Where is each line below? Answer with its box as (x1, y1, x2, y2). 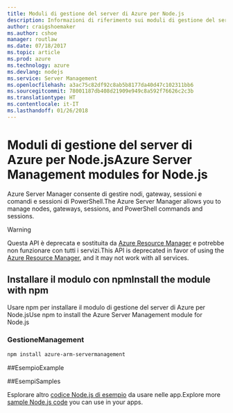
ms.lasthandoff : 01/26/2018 (7, 107, 89, 114)
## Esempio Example (7, 363, 64, 372)
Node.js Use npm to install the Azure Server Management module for (7, 310, 202, 318)
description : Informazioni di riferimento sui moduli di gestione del (7, 17, 216, 24)
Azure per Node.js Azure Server (7, 152, 192, 168)
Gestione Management (7, 335, 85, 345)
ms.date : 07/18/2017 (7, 42, 67, 49)
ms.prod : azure (7, 56, 51, 63)
